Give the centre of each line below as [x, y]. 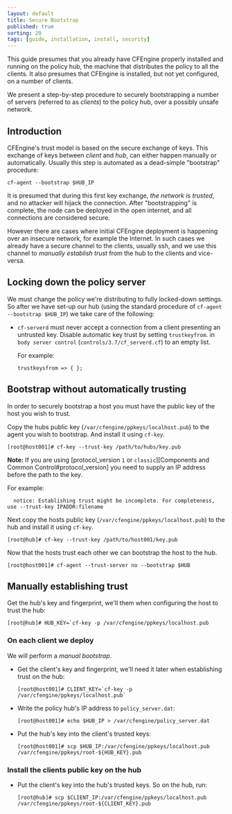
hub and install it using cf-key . [50, 527]
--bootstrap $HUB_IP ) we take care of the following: [81, 313]
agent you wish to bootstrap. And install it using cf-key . [86, 434]
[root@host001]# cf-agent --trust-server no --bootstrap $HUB [99, 565]
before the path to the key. [45, 474]
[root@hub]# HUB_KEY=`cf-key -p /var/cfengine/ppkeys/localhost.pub [108, 623]
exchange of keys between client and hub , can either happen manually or [112, 155]
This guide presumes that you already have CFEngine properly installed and [115, 59]
